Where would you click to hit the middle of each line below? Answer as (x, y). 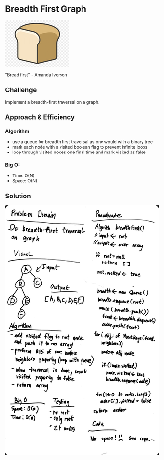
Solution (18, 196)
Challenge (21, 90)
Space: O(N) (25, 181)
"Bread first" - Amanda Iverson (36, 75)
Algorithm (17, 131)
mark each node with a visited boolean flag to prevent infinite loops (80, 147)
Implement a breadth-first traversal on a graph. (52, 102)
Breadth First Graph (46, 9)
